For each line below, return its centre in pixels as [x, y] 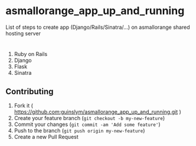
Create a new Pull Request [46, 137]
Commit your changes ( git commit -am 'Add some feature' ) [87, 124]
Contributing [30, 92]
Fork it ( [24, 105]
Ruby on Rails [31, 54]
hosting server [23, 33]
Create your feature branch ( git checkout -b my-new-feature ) [89, 118]
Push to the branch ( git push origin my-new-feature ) [79, 130]
